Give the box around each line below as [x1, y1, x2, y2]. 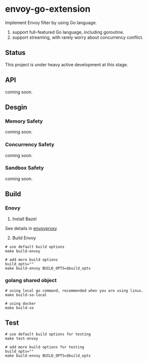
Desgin [5, 103, 27, 111]
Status [5, 49, 26, 57]
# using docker [5, 301, 36, 306]
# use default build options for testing [5, 332, 91, 337]
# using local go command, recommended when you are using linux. [5, 288, 144, 293]
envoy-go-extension [5, 3, 91, 15]
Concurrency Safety [5, 141, 55, 148]
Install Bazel [12, 216, 37, 222]
